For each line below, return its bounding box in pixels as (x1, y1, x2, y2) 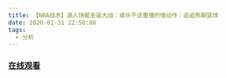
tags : (8, 26, 26, 34)
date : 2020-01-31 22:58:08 (8, 19, 97, 27)
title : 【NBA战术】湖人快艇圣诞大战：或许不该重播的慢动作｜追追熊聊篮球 (8, 11, 219, 19)
